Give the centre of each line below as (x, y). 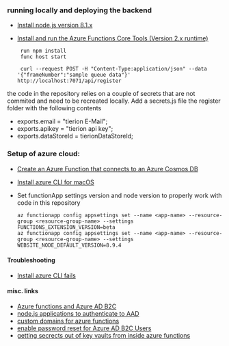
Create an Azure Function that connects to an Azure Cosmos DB (107, 169)
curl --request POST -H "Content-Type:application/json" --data (113, 69)
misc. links (23, 291)
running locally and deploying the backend (80, 10)
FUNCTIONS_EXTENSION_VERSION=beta (66, 227)
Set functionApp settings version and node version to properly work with (119, 195)
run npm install (43, 51)
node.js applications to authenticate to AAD (78, 313)
